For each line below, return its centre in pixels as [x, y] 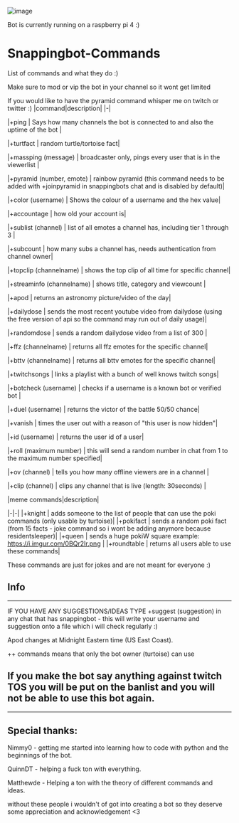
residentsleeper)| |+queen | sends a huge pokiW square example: [103, 536]
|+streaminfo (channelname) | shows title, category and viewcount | [107, 284]
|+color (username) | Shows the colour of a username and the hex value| [114, 200]
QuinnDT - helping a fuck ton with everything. [74, 769]
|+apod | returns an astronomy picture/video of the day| [89, 297]
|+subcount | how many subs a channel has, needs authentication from [112, 248]
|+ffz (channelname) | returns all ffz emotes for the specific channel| [108, 346]
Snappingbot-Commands [84, 54]
